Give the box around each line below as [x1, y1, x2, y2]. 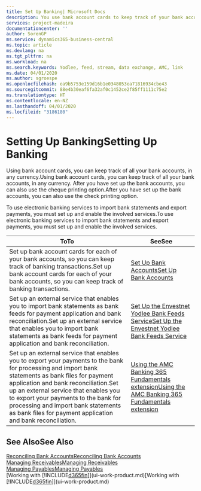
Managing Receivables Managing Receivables [6, 459, 118, 466]
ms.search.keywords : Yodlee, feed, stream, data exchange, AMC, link [6, 64, 184, 71]
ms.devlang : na [6, 48, 44, 54]
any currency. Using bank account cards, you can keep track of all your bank [6, 173, 194, 181]
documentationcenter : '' [6, 25, 68, 32]
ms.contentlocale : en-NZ [6, 97, 68, 103]
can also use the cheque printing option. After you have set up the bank [6, 186, 181, 193]
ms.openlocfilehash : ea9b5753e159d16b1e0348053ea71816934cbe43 [6, 81, 167, 87]
